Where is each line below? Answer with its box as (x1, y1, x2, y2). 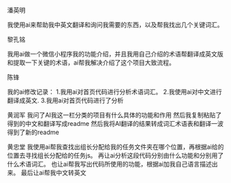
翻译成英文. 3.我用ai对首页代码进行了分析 (7, 96, 124, 105)
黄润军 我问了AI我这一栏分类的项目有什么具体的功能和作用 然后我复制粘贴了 (7, 111, 222, 119)
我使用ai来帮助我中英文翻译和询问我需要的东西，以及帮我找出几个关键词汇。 (7, 21, 224, 29)
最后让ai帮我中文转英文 (20, 169, 87, 177)
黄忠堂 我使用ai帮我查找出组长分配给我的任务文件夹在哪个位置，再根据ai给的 (7, 143, 224, 151)
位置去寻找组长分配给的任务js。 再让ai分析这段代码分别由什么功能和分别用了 (7, 151, 224, 160)
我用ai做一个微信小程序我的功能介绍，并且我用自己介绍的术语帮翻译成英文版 (7, 50, 224, 58)
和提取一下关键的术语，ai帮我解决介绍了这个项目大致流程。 (7, 58, 176, 67)
